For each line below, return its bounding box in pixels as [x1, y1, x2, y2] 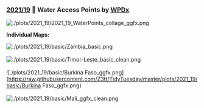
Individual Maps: [6, 31, 50, 38]
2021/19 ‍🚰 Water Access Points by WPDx [6, 5, 130, 14]
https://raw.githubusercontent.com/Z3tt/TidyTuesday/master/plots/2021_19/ [8, 76, 198, 83]
